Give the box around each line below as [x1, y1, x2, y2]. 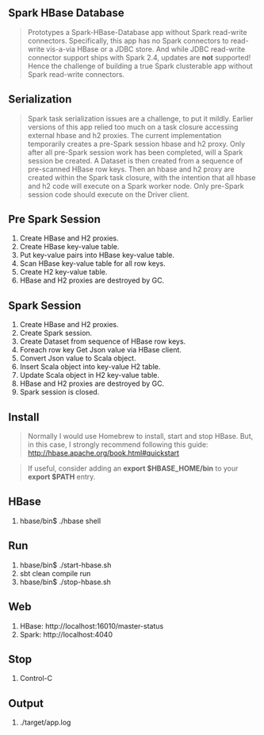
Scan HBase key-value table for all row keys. [19, 259, 166, 268]
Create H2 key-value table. [19, 267, 108, 277]
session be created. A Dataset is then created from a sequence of [27, 156, 243, 165]
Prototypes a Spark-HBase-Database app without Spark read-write [27, 27, 247, 37]
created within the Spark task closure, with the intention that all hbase [27, 172, 256, 182]
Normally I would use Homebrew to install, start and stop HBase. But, [27, 432, 254, 441]
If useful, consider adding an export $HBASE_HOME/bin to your [27, 464, 239, 473]
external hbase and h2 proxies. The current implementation [27, 130, 222, 140]
